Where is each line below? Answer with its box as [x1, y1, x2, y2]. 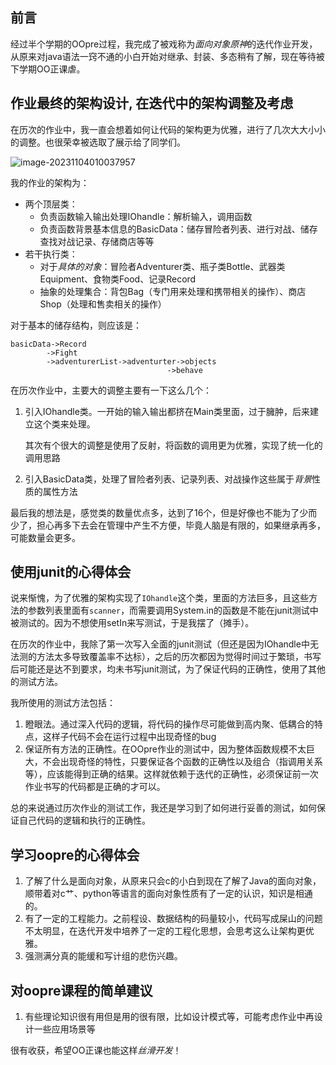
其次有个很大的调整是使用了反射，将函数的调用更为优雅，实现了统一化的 [24, 439, 323, 451]
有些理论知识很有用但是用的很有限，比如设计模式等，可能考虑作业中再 [24, 1011, 315, 1023]
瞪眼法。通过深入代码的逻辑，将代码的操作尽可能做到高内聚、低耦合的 [24, 718, 315, 730]
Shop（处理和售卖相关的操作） [39, 298, 167, 310]
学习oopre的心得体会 [10, 846, 140, 863]
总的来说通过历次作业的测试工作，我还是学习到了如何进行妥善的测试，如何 [10, 802, 317, 814]
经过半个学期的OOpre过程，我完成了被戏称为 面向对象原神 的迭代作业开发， [10, 38, 318, 50]
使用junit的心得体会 [10, 564, 132, 581]
